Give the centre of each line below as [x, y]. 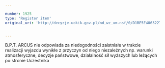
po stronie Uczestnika [27, 61]
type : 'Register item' [28, 18]
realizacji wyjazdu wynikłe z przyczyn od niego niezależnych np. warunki [79, 50]
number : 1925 [18, 14]
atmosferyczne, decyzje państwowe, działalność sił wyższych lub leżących [81, 55]
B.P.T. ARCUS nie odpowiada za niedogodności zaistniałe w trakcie [73, 45]
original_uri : [20, 23]
